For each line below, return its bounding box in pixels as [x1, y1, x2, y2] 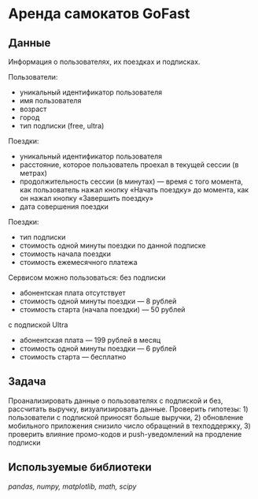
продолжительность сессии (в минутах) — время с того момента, [19, 177, 244, 186]
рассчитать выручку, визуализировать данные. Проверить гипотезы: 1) [8, 404, 249, 414]
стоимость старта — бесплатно [19, 352, 127, 361]
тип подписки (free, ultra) [19, 121, 105, 130]
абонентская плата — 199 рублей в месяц [19, 336, 161, 344]
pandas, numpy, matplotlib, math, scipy [8, 482, 137, 491]
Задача [8, 375, 46, 389]
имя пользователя [19, 96, 82, 105]
